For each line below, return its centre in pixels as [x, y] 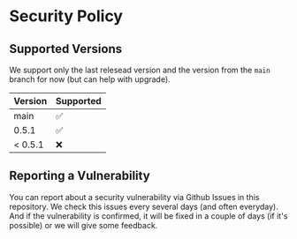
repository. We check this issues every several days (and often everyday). [144, 206]
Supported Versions [65, 49]
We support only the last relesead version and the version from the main [140, 70]
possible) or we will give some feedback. [84, 225]
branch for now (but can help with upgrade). [90, 79]
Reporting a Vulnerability [80, 176]
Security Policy [66, 16]
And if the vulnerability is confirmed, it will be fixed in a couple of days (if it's [148, 216]
